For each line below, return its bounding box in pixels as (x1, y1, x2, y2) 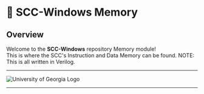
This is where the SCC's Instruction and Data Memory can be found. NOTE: (6, 52, 195, 59)
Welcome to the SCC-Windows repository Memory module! (6, 45, 157, 52)
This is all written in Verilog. (6, 58, 75, 65)
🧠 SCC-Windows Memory (6, 5, 138, 19)
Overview (6, 30, 44, 40)
